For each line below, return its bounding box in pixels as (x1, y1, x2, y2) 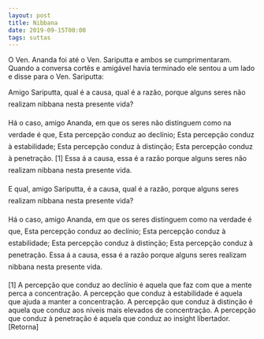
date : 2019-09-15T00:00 (8, 26, 87, 34)
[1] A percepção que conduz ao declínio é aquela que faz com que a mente (8, 281, 252, 290)
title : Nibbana (8, 19, 58, 27)
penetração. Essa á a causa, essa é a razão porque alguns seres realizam (8, 250, 247, 260)
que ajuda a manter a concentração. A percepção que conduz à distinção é (8, 297, 254, 307)
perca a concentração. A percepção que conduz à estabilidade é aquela (8, 289, 243, 298)
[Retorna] (8, 322, 39, 332)
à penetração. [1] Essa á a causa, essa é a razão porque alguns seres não (8, 154, 247, 163)
